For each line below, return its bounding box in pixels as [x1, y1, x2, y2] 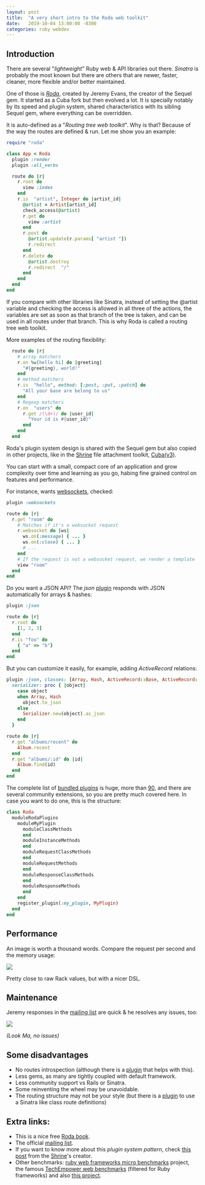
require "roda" [6, 140, 45, 146]
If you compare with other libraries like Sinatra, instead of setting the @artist [6, 298, 198, 305]
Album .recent [17, 744, 51, 751]
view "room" [17, 562, 48, 568]
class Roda [6, 809, 34, 816]
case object [17, 687, 48, 694]
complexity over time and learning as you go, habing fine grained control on [6, 469, 197, 477]
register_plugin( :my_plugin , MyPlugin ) [17, 900, 119, 907]
